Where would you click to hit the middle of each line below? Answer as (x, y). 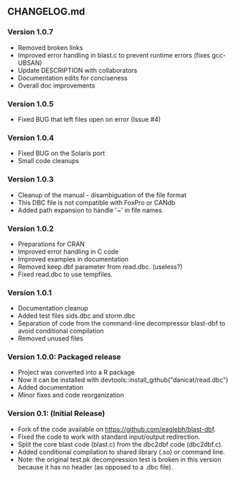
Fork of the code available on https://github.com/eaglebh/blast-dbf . (116, 429)
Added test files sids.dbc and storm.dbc (76, 316)
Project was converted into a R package (76, 373)
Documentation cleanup (53, 308)
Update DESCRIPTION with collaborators (77, 70)
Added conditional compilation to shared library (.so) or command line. (121, 452)
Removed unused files (50, 338)
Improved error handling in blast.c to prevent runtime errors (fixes (114, 55)
